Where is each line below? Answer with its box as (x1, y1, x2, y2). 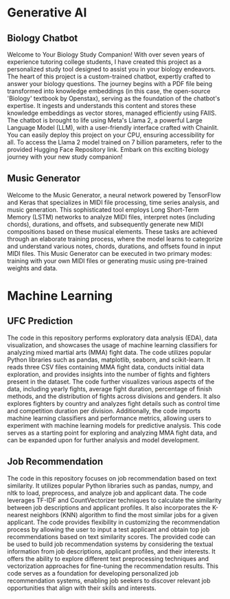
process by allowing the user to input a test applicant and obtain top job (7, 525, 210, 534)
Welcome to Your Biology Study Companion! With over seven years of (7, 50, 205, 58)
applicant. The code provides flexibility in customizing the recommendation (7, 518, 220, 526)
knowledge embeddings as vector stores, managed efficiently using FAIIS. (7, 109, 217, 117)
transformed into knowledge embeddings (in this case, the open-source (7, 87, 211, 95)
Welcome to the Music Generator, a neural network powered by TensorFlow (7, 190, 221, 199)
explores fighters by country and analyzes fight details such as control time (7, 399, 220, 407)
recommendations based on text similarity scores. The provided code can (7, 532, 216, 541)
